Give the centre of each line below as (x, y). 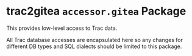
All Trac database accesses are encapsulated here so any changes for (94, 40)
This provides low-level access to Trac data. (62, 28)
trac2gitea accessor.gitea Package (96, 11)
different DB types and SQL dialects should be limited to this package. (94, 46)
